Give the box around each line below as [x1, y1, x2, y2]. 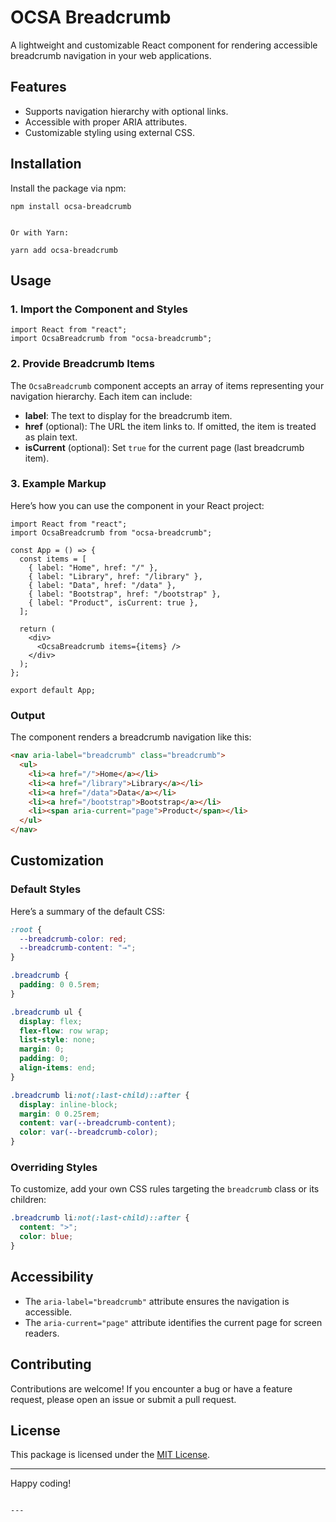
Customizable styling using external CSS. [24, 126, 195, 138]
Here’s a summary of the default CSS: [10, 905, 166, 917]
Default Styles [10, 882, 82, 896]
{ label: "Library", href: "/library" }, [28, 571, 203, 581]
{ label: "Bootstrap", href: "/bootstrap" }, [28, 589, 222, 599]
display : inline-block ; [19, 1099, 118, 1110]
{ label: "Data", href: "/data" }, [28, 580, 177, 590]
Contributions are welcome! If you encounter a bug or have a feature [10, 1382, 293, 1395]
